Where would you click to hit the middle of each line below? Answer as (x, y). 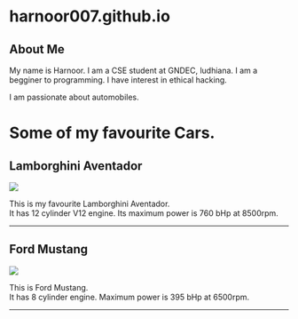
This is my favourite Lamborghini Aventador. (90, 203)
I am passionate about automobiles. (74, 97)
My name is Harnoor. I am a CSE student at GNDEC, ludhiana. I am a (133, 70)
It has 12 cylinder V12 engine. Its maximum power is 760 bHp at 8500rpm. (144, 213)
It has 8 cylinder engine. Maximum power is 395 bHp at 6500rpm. (129, 297)
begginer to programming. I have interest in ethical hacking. (118, 80)
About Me (37, 49)
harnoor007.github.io (90, 16)
